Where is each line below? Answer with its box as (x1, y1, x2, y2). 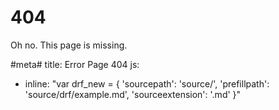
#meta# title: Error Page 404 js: (10, 58, 140, 70)
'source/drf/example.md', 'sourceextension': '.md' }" (24, 88, 242, 100)
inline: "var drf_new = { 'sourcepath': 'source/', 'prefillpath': (24, 77, 270, 90)
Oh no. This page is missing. (10, 39, 128, 51)
